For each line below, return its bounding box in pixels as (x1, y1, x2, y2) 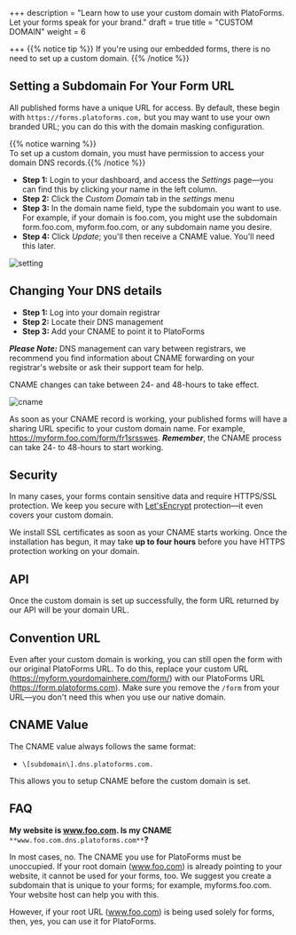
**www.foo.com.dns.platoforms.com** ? (9, 834, 149, 844)
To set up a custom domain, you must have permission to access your (9, 147, 265, 158)
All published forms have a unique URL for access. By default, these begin (9, 102, 281, 113)
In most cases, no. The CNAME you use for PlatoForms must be (9, 852, 242, 862)
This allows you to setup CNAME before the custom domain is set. (9, 775, 251, 786)
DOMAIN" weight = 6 (9, 27, 86, 36)
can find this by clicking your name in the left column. (21, 184, 218, 194)
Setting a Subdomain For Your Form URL (9, 79, 235, 94)
